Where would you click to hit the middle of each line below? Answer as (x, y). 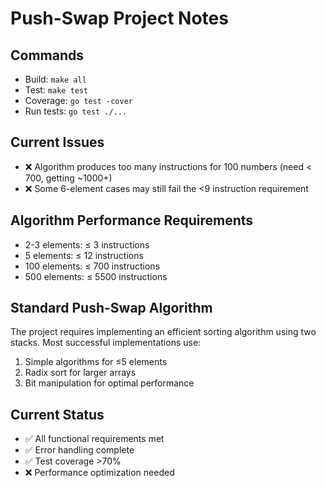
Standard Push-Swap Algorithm (111, 308)
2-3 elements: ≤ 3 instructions (87, 244)
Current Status (57, 414)
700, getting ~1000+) (68, 178)
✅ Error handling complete (79, 450)
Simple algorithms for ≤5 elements (96, 362)
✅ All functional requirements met (94, 439)
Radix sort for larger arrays (80, 373)
